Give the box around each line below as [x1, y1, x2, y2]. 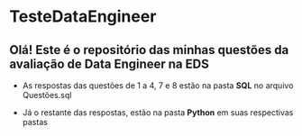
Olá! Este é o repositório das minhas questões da [9, 42, 289, 58]
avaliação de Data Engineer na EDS [9, 56, 209, 71]
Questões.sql [22, 90, 72, 100]
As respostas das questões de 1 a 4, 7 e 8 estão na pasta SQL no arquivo [22, 80, 294, 91]
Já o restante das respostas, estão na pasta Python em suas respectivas [22, 107, 294, 118]
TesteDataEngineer [9, 6, 157, 27]
